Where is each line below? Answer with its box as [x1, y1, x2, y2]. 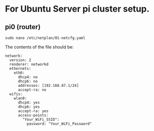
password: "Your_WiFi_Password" [26, 121, 92, 126]
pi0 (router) [5, 23, 41, 31]
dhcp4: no [17, 75, 38, 80]
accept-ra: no [17, 87, 47, 92]
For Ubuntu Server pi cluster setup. [5, 3, 150, 15]
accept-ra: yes [17, 109, 49, 114]
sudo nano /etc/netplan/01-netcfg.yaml [5, 35, 86, 40]
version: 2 [9, 58, 31, 63]
